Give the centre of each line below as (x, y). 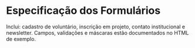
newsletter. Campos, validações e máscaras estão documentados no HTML (97, 32)
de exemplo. (21, 39)
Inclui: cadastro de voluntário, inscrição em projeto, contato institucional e (96, 27)
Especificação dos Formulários (83, 11)
